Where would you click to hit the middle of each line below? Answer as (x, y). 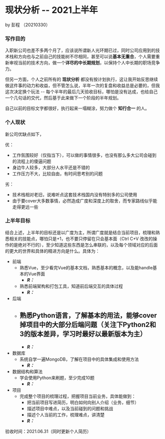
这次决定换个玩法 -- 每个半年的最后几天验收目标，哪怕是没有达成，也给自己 (82, 92)
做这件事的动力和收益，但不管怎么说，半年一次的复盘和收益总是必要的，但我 (82, 86)
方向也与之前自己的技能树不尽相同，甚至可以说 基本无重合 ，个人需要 (87, 57)
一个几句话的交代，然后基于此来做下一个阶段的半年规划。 (63, 98)
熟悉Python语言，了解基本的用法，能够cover (88, 315)
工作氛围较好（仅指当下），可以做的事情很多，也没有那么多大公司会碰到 (84, 155)
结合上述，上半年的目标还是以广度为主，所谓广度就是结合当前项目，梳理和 (80, 232)
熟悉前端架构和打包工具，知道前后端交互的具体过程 (71, 286)
